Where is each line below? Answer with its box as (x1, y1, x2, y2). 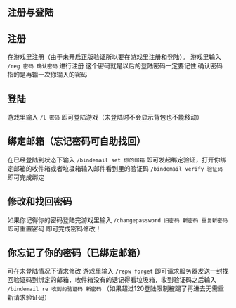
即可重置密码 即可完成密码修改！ (7, 224, 102, 233)
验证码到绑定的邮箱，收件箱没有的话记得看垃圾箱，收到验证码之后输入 (13, 276, 216, 284)
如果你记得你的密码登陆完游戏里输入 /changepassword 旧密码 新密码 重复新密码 (7, 215, 228, 224)
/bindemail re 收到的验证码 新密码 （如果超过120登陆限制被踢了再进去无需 (7, 284, 218, 293)
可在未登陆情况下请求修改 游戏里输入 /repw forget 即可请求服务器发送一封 (7, 267, 223, 276)
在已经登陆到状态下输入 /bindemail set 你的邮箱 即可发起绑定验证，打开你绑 (7, 155, 227, 164)
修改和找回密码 (7, 195, 72, 207)
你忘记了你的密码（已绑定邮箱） (7, 247, 146, 259)
